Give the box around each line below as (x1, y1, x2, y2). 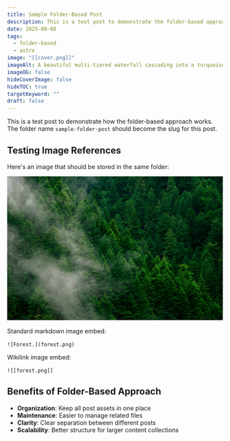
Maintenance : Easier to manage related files (16, 411, 143, 419)
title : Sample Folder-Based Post (7, 11, 103, 18)
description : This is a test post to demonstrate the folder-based (7, 18, 204, 25)
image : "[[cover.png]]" (7, 55, 75, 62)
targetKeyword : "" (7, 90, 60, 97)
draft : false (7, 98, 44, 105)
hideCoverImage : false (7, 76, 72, 83)
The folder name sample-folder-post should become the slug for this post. (7, 125, 218, 133)
